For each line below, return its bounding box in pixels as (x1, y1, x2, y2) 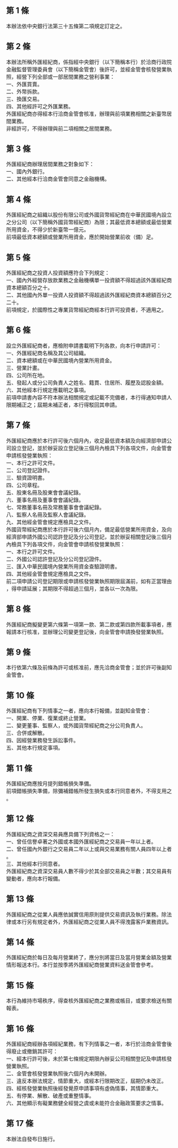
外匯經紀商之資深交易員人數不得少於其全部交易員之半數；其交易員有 (6, 868, 172, 875)
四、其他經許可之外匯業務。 (6, 102, 74, 109)
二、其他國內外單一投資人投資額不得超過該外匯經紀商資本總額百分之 (6, 292, 172, 299)
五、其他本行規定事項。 (6, 744, 63, 752)
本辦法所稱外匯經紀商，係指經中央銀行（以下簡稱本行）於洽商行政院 (6, 58, 172, 65)
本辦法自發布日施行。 (6, 1135, 58, 1142)
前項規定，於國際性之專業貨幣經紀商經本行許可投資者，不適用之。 (6, 307, 167, 314)
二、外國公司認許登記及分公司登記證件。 (6, 555, 105, 562)
